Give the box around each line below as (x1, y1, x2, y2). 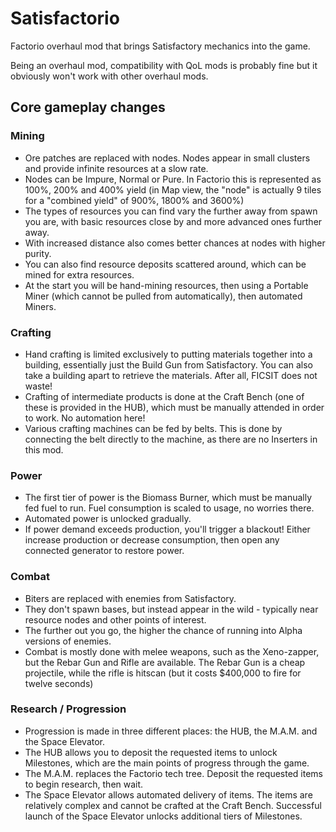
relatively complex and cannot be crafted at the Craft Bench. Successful (24, 799, 322, 811)
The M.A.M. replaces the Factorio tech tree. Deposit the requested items (24, 767, 324, 779)
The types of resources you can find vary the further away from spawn (24, 205, 318, 217)
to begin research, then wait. (24, 778, 144, 790)
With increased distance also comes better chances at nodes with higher (24, 237, 326, 249)
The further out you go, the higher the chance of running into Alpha (24, 624, 303, 636)
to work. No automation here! (24, 412, 146, 424)
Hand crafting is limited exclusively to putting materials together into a (24, 348, 313, 360)
